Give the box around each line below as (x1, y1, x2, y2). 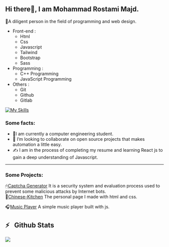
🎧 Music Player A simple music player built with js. (5, 204, 110, 210)
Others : (12, 81, 30, 87)
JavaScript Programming (20, 76, 72, 82)
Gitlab (20, 97, 33, 103)
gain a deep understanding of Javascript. (12, 154, 98, 160)
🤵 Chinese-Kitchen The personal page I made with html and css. (5, 194, 137, 200)
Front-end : (12, 28, 36, 34)
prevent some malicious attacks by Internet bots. (5, 188, 107, 194)
